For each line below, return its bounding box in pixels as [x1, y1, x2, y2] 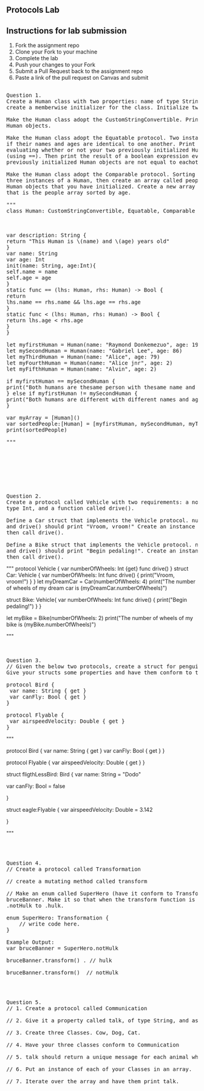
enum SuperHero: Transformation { [6, 915, 109, 921]
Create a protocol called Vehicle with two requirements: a [6, 499, 189, 506]
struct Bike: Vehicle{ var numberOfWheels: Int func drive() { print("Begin [6, 596, 187, 604]
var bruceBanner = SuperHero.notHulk [6, 945, 119, 952]
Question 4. [6, 860, 42, 866]
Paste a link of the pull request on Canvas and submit [15, 74, 149, 82]
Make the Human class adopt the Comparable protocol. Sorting [6, 171, 195, 178]
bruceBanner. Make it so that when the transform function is [6, 896, 195, 903]
